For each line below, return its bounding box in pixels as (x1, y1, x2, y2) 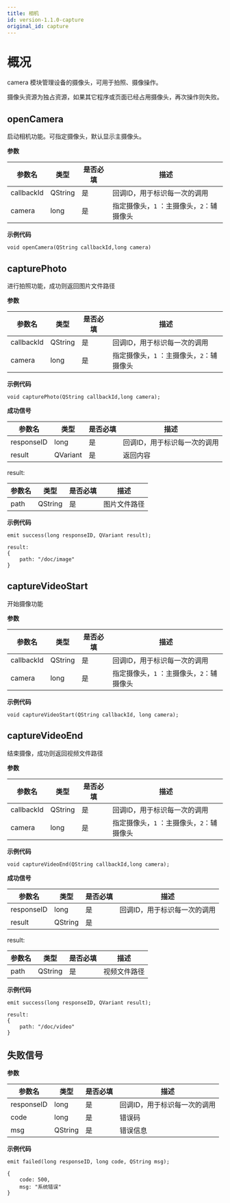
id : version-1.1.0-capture (7, 16, 84, 23)
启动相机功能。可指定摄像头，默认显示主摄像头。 (7, 132, 145, 141)
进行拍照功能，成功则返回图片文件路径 (7, 282, 115, 290)
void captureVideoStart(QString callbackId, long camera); (7, 711, 179, 718)
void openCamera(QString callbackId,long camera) (7, 244, 152, 251)
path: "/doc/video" (19, 1023, 75, 1030)
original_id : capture (7, 23, 69, 29)
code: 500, (19, 1176, 51, 1183)
